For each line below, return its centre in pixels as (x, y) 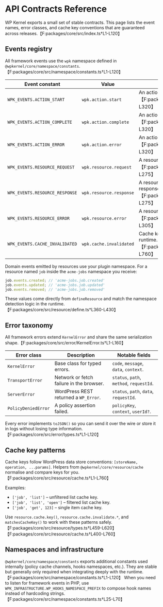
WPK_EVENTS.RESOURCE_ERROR (39, 218)
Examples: (15, 488)
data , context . (128, 370)
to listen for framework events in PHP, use (47, 583)
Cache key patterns (35, 450)
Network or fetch (74, 378)
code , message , (128, 363)
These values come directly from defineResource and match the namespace (81, 299)
